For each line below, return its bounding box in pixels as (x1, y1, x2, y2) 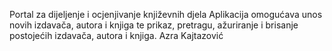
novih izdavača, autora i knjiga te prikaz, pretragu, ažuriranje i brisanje (9, 19, 299, 31)
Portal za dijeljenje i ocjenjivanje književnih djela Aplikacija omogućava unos (9, 9, 323, 20)
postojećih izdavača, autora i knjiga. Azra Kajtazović (9, 30, 224, 41)
